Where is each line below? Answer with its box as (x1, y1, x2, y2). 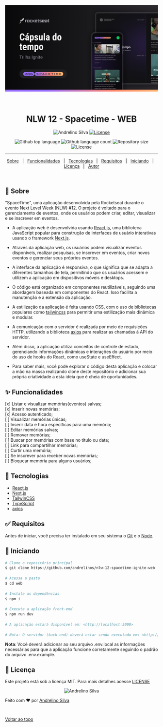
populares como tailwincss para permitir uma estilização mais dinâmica (12, 309, 155, 315)
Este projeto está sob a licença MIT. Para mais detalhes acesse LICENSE (5, 679, 150, 685)
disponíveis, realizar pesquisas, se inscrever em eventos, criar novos (12, 250, 150, 255)
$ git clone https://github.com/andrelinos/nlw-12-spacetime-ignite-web (5, 566, 155, 570)
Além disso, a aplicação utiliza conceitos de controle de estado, (12, 344, 140, 350)
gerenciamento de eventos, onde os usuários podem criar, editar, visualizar (5, 210, 156, 216)
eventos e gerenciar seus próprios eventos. (12, 255, 99, 261)
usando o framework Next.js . (12, 235, 70, 241)
